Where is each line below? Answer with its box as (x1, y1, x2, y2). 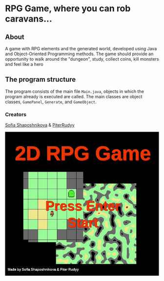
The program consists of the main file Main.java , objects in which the (5, 88, 144, 94)
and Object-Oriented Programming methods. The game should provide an (5, 51, 154, 57)
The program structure (5, 75, 76, 84)
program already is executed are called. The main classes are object (5, 93, 143, 99)
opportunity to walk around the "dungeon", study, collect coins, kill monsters (5, 56, 159, 62)
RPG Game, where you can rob (5, 3, 131, 14)
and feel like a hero (5, 62, 43, 67)
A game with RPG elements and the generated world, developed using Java (5, 46, 157, 51)
